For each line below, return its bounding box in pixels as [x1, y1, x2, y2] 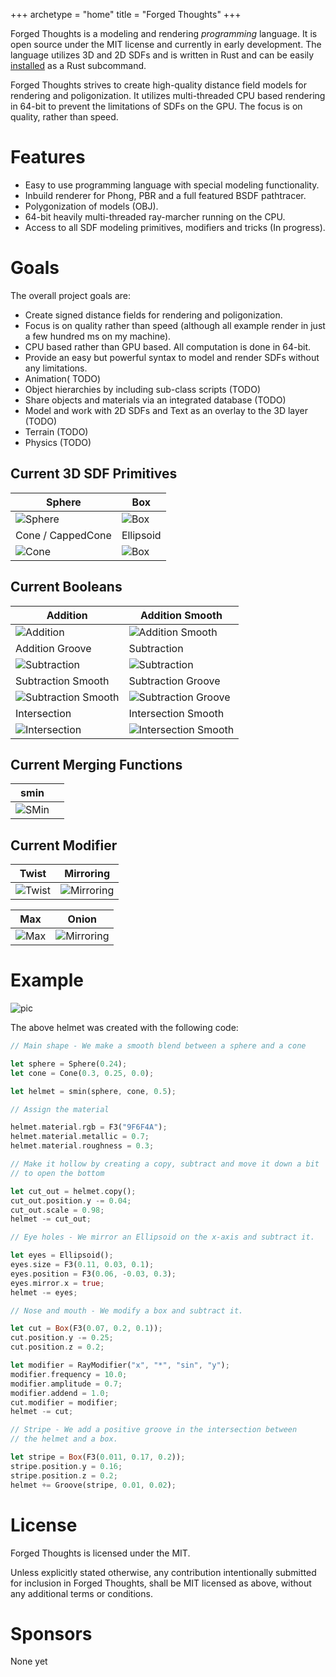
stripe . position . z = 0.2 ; [10, 1470, 118, 1481]
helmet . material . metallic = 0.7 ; [10, 1132, 150, 1142]
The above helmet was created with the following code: [10, 1022, 239, 1034]
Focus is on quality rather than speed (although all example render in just [24, 319, 326, 331]
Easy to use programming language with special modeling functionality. [24, 179, 320, 191]
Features [10, 146, 86, 169]
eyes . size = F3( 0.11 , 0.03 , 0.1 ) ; [10, 1260, 155, 1270]
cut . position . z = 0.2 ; [10, 1342, 105, 1353]
